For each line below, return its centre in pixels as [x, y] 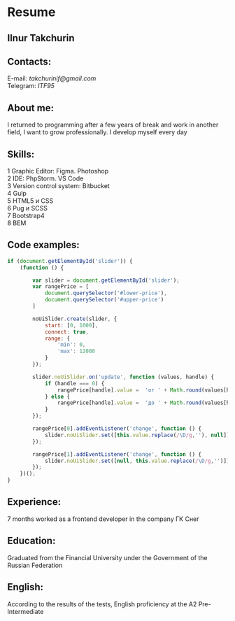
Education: [31, 541]
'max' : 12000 [76, 351]
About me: [31, 108]
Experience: [34, 502]
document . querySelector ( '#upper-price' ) [104, 300]
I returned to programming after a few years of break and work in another [113, 125]
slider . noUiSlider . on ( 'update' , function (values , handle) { [123, 377]
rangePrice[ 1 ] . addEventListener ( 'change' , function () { [117, 454]
